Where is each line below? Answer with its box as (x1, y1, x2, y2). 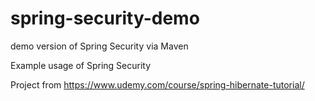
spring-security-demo (10, 7, 200, 30)
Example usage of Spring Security (10, 59, 152, 71)
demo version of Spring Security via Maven (10, 40, 189, 52)
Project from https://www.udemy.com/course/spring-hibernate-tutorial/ (10, 78, 305, 91)
